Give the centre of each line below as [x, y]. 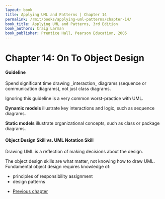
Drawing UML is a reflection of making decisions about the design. [74, 151]
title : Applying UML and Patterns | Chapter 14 [56, 15]
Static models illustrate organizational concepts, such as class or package [82, 123]
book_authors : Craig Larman [35, 29]
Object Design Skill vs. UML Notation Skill [50, 140]
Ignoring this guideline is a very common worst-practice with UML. [74, 98]
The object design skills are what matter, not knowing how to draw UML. [80, 161]
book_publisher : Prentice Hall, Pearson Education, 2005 [66, 33]
